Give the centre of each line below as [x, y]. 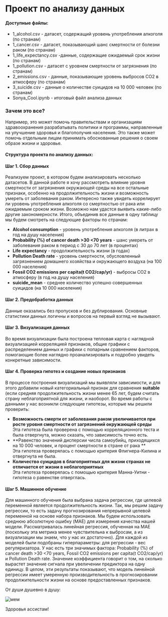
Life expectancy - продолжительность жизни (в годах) [71, 251]
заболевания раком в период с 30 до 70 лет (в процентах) [75, 246]
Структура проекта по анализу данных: [49, 155]
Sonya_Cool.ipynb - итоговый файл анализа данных [67, 98]
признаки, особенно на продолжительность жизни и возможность [77, 193]
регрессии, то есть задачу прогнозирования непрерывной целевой [78, 511]
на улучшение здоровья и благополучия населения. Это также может [80, 132]
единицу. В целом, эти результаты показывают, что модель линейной [80, 569]
